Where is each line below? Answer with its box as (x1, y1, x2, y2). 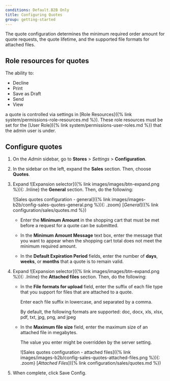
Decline (12, 80, 29, 86)
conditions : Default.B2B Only (5, 7, 70, 13)
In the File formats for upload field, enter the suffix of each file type (20, 284, 163, 289)
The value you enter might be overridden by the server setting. (20, 339, 152, 345)
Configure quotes (5, 142, 63, 151)
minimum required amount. (20, 243, 77, 249)
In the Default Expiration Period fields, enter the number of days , (20, 253, 158, 259)
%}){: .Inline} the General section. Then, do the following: (12, 186, 133, 193)
